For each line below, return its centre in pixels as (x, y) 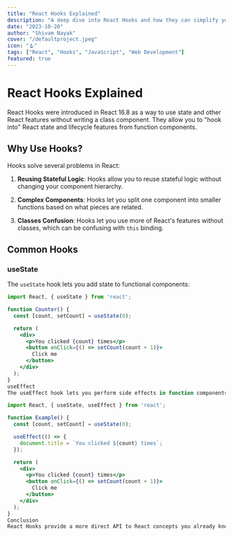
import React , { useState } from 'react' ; (69, 297)
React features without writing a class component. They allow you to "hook (114, 119)
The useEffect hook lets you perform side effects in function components (118, 393)
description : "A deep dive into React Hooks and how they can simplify (113, 20)
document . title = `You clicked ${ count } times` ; (91, 443)
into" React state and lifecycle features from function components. (102, 127)
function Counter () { (38, 310)
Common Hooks (43, 249)
